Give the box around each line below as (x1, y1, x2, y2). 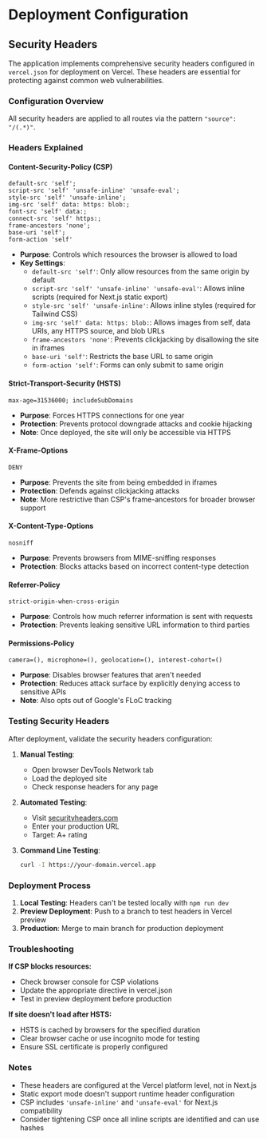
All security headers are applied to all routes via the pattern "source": (8, 114, 237, 123)
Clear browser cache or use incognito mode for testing (19, 1033, 201, 1043)
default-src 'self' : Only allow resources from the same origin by (31, 266, 249, 277)
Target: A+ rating (31, 829, 88, 839)
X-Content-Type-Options (8, 522, 94, 531)
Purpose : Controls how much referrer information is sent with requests (19, 612, 253, 621)
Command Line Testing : (19, 845, 101, 855)
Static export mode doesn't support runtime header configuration (19, 1089, 235, 1098)
